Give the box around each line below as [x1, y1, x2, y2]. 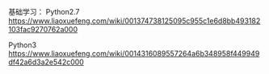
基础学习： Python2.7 [8, 7, 80, 16]
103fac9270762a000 [8, 25, 78, 34]
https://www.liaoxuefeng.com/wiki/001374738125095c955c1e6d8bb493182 [8, 16, 261, 26]
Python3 [8, 40, 37, 50]
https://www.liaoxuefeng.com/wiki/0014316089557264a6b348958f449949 [8, 49, 260, 58]
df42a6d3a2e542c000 [8, 57, 85, 67]
